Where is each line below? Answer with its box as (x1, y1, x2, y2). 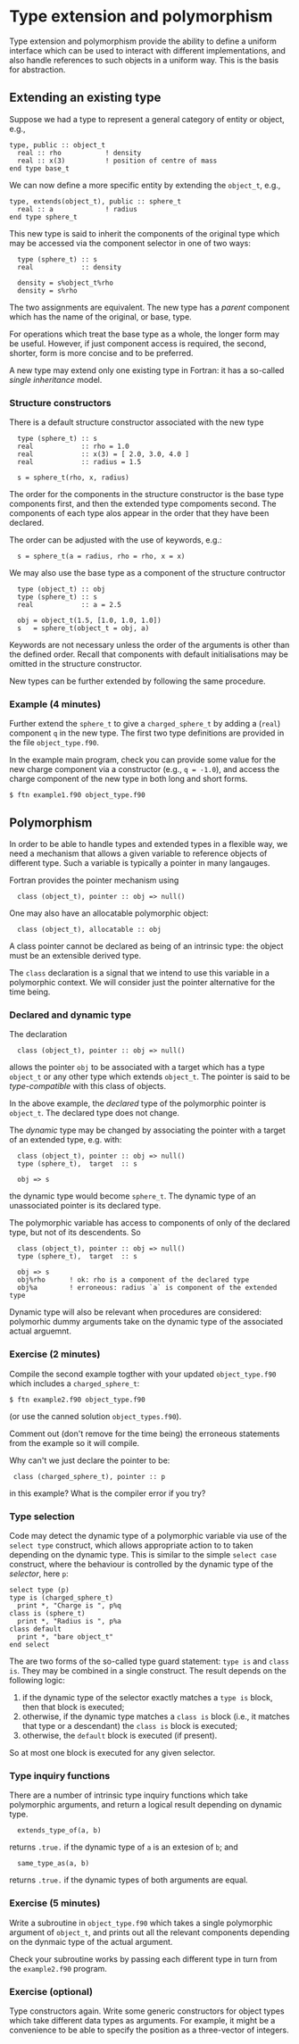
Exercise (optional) (9, 1985, 94, 1998)
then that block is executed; (21, 1702, 125, 1713)
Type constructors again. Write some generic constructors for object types (9, 2006, 285, 2016)
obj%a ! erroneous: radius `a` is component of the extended (17, 1284, 278, 1292)
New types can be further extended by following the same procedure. (9, 676, 266, 686)
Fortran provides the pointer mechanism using (9, 875, 179, 885)
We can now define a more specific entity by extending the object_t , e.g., (9, 179, 281, 190)
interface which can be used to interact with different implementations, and (9, 45, 286, 55)
